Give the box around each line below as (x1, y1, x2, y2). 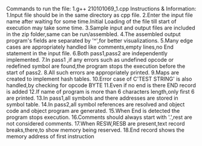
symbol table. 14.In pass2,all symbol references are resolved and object (6, 101, 185, 108)
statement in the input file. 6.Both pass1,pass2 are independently (6, 50, 168, 56)
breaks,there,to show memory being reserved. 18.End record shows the (6, 126, 184, 133)
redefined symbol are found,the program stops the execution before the (6, 62, 186, 70)
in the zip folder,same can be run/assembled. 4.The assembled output (6, 31, 181, 38)
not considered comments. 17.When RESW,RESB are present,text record (6, 120, 186, 127)
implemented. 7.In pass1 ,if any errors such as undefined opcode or (6, 56, 174, 63)
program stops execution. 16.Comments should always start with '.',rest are (6, 114, 192, 121)
